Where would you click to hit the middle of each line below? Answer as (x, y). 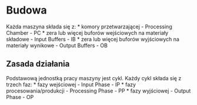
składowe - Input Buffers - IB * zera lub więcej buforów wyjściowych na (93, 39)
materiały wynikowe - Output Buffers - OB (57, 45)
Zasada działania (38, 64)
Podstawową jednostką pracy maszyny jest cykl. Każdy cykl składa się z (94, 78)
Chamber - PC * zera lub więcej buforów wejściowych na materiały (87, 32)
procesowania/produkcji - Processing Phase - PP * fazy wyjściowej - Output (98, 91)
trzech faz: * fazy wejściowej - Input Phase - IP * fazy (71, 84)
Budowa (26, 10)
